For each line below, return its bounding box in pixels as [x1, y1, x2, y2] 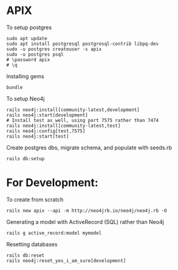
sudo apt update [6, 35, 47, 41]
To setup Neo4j [6, 95, 45, 102]
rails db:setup [6, 155, 45, 161]
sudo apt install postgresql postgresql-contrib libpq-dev [6, 41, 159, 47]
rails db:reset [6, 252, 45, 258]
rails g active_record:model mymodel [6, 230, 102, 236]
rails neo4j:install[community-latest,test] [6, 123, 121, 129]
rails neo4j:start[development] [6, 112, 88, 118]
